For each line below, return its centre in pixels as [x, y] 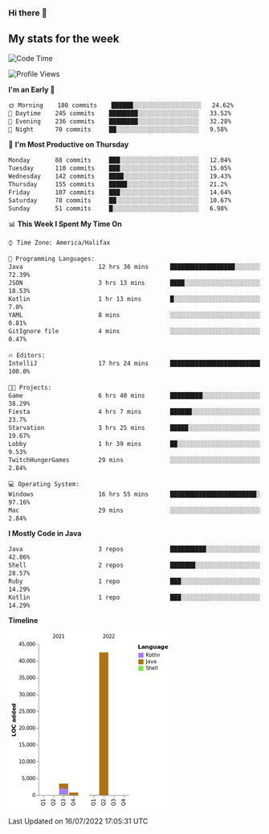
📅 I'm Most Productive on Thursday [69, 144]
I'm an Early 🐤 [32, 89]
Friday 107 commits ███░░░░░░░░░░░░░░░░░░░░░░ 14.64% [120, 192]
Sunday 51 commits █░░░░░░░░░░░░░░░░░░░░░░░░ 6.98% [118, 208]
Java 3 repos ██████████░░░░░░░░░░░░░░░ [134, 549]
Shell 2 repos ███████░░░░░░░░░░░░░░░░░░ [134, 565]
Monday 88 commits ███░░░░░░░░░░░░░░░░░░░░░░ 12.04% [120, 160]
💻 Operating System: [44, 484]
